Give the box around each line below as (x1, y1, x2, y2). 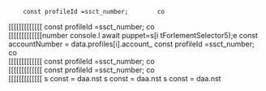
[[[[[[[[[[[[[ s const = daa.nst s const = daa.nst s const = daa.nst (8, 74, 221, 83)
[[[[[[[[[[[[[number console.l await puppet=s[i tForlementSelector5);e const (8, 31, 258, 40)
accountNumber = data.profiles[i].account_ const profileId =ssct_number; (8, 39, 255, 49)
